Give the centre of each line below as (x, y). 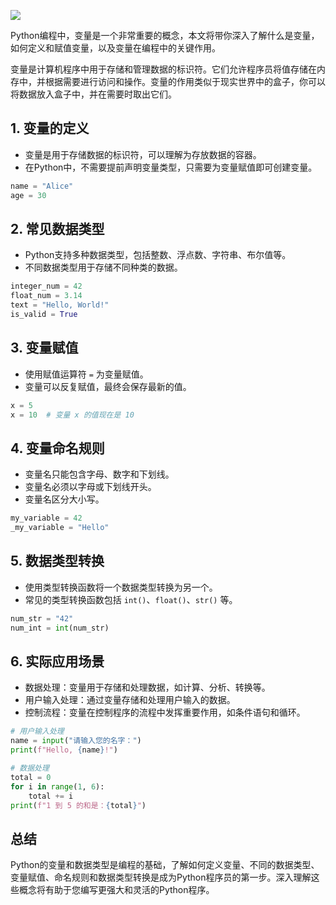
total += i (51, 796)
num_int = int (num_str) (60, 628)
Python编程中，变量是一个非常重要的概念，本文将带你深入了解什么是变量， (165, 35)
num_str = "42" (42, 618)
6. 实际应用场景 (57, 661)
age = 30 (28, 195)
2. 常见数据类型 (57, 228)
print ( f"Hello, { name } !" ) (64, 750)
